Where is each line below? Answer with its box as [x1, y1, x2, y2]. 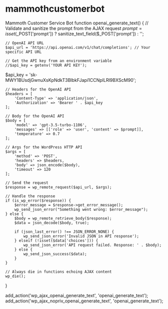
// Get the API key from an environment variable [5, 58, 112, 64]
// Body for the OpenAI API [5, 113, 65, 118]
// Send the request [5, 180, 49, 186]
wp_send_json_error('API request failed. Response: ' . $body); [23, 242, 162, 248]
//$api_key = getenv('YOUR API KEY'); [5, 63, 87, 68]
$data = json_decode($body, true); [14, 220, 90, 225]
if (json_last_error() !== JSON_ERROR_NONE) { [14, 229, 114, 234]
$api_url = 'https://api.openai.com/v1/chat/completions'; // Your [5, 45, 151, 50]
